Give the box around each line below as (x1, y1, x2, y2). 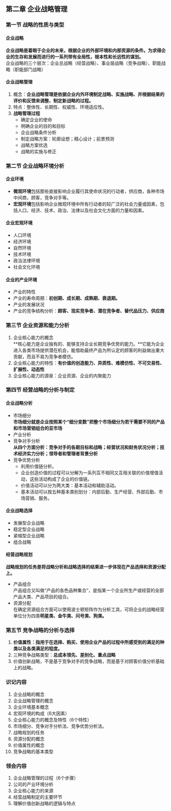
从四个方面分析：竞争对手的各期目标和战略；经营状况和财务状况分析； (13, 444, 160, 450)
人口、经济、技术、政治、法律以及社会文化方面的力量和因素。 (17, 207, 147, 213)
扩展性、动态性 (13, 366, 45, 372)
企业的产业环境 (6, 276, 37, 282)
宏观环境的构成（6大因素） (13, 710, 70, 716)
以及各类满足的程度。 (17, 646, 62, 652)
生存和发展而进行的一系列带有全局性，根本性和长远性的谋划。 (14, 53, 144, 60)
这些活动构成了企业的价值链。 (29, 476, 92, 482)
